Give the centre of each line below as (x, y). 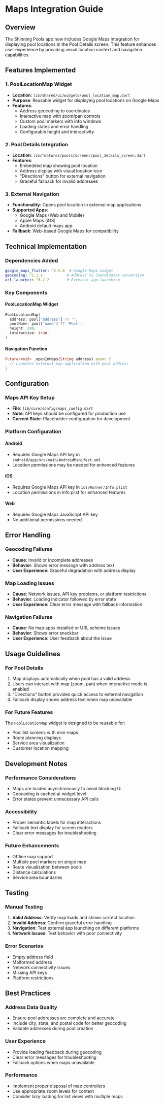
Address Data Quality (31, 1007)
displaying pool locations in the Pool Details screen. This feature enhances (81, 44)
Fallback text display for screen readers (52, 828)
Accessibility (21, 811)
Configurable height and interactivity (57, 132)
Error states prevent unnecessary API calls (55, 799)
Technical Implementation (46, 247)
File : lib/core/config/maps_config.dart (53, 408)
